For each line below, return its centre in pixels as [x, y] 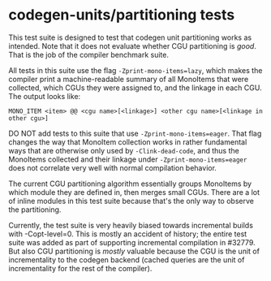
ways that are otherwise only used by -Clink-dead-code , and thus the [124, 150]
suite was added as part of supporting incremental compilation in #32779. [132, 242]
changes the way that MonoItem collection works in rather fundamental [128, 142]
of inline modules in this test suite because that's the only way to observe [131, 201]
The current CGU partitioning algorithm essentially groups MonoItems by [130, 184]
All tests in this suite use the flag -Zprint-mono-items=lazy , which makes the [135, 70]
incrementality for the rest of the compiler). [80, 268]
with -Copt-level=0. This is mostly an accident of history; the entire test [128, 234]
